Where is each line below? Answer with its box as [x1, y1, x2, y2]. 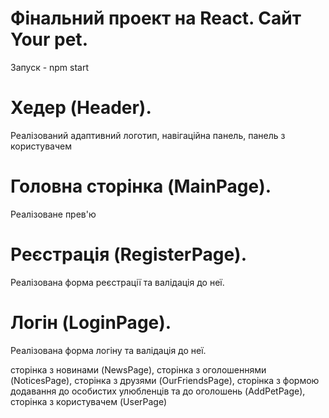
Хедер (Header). [10, 97, 152, 119]
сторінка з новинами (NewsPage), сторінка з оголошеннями [10, 363, 267, 376]
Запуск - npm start [10, 61, 90, 73]
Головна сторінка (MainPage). [10, 175, 272, 198]
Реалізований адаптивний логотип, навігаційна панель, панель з [10, 129, 286, 141]
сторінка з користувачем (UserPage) [10, 395, 168, 407]
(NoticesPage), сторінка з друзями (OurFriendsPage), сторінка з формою [10, 374, 320, 386]
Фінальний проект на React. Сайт [10, 7, 302, 30]
